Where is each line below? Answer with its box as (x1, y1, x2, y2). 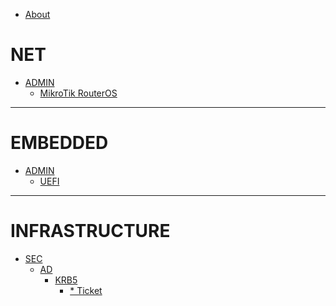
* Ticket (69, 284, 103, 296)
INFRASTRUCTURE (10, 220, 171, 243)
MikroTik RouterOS (39, 87, 118, 99)
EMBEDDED (10, 132, 109, 154)
